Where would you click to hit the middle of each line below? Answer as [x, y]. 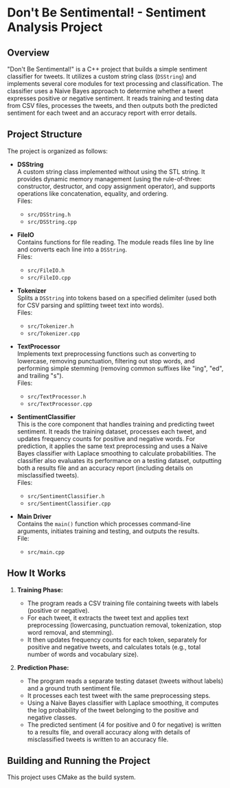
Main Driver [34, 516]
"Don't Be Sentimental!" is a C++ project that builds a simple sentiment [107, 69]
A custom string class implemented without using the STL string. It [111, 171]
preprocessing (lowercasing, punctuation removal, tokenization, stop [124, 625]
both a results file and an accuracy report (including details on [105, 468]
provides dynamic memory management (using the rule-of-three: [110, 179]
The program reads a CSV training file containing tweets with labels [123, 603]
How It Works [37, 573]
